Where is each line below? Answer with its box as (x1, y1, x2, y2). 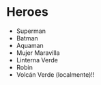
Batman (16, 34, 38, 42)
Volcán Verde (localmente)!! (16, 70, 95, 79)
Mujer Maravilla (16, 49, 60, 57)
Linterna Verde (16, 56, 59, 64)
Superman (16, 27, 46, 35)
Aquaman (16, 41, 44, 49)
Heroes (6, 4, 48, 20)
